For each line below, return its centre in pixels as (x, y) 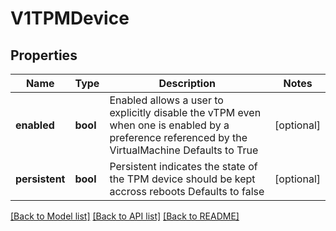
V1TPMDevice (70, 18)
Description (187, 83)
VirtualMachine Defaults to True (184, 150)
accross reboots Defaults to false (187, 191)
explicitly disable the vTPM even (185, 112)
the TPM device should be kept (182, 179)
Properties (44, 55)
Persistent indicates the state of (183, 166)
